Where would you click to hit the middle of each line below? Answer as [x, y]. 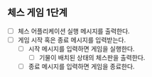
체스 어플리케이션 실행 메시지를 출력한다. [74, 31]
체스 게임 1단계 [37, 13]
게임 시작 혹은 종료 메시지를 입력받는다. [72, 40]
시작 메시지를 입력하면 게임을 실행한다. [81, 49]
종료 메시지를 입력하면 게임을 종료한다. [81, 66]
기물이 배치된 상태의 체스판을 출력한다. [92, 58]
